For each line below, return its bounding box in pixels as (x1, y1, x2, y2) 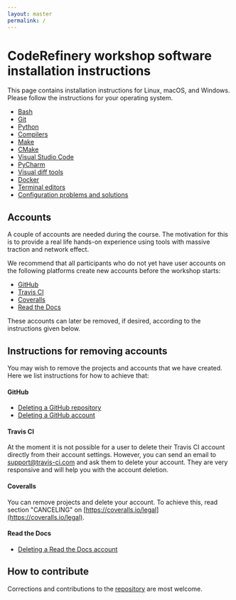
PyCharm (17, 161, 45, 169)
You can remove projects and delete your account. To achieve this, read (7, 498, 218, 506)
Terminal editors (17, 183, 66, 192)
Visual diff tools (17, 168, 64, 176)
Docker (17, 176, 40, 184)
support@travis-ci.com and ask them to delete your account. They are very (7, 458, 228, 466)
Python (17, 122, 39, 132)
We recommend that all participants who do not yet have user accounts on (7, 259, 226, 267)
